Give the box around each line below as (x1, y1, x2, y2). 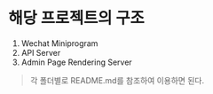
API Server (20, 47, 61, 58)
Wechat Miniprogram (20, 37, 99, 49)
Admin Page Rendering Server (20, 57, 132, 67)
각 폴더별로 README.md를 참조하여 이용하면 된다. (29, 74, 205, 85)
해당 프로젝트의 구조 (8, 8, 146, 28)
